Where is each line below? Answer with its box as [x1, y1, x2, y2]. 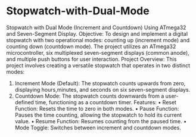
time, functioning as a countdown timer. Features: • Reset [35, 98, 177, 105]
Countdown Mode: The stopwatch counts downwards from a [14, 92, 164, 99]
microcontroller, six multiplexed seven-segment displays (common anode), [6, 49, 189, 56]
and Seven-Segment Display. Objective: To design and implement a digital [6, 30, 188, 37]
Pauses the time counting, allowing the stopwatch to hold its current [14, 111, 182, 119]
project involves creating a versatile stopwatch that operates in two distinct [6, 61, 191, 69]
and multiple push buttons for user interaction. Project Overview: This [6, 55, 177, 63]
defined [14, 98, 35, 105]
